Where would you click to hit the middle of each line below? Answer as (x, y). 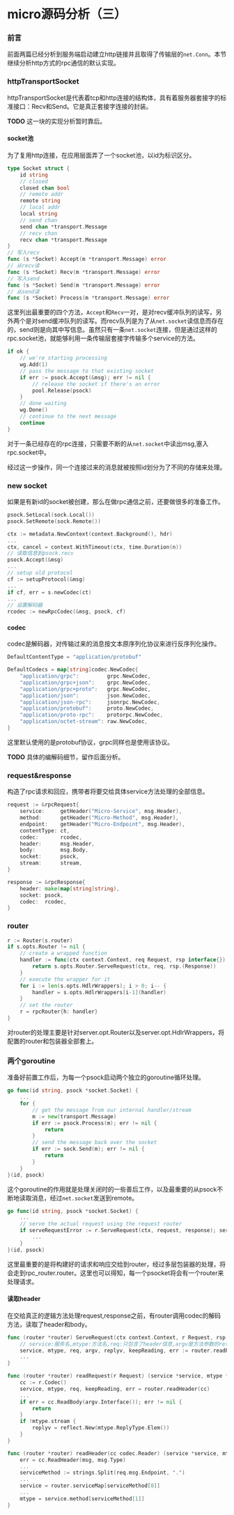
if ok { (18, 352)
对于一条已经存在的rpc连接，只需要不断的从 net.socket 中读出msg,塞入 (108, 443)
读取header (24, 1299)
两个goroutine (31, 1060)
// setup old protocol (40, 573)
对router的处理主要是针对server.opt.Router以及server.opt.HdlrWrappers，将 (116, 1032)
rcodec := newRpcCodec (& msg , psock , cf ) (67, 612)
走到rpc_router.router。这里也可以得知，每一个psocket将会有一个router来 (118, 1272)
